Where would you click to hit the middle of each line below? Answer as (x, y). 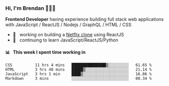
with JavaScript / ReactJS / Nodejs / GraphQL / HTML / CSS (68, 25)
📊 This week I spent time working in (45, 52)
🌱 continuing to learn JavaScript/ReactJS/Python (65, 40)
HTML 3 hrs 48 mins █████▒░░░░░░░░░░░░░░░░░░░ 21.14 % (79, 69)
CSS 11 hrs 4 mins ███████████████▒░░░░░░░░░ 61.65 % (79, 65)
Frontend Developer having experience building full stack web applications (84, 19)
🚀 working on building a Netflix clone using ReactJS (68, 35)
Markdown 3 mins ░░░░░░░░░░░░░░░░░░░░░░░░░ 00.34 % (79, 78)
